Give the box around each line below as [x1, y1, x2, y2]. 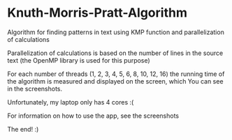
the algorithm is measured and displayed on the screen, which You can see [7, 77, 224, 85]
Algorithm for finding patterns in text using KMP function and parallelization [7, 28, 225, 36]
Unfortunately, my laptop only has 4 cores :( [7, 98, 134, 106]
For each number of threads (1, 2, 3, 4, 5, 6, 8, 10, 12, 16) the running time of [7, 70, 225, 78]
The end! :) [7, 125, 39, 133]
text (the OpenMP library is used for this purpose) [7, 56, 150, 64]
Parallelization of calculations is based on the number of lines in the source [7, 49, 224, 57]
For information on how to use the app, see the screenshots [7, 111, 180, 120]
